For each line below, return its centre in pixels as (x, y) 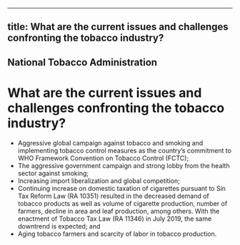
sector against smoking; (53, 173)
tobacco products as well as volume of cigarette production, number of (122, 203)
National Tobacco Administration (82, 62)
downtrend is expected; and (59, 226)
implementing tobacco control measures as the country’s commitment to (125, 150)
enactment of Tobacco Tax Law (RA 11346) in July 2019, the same (115, 219)
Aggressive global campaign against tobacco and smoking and (110, 142)
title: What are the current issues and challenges (118, 27)
